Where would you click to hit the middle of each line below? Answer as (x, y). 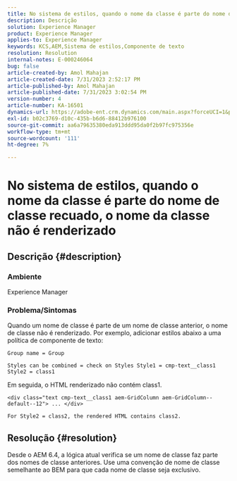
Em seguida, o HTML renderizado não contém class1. (85, 385)
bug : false (23, 66)
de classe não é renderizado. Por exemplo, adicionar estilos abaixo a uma (114, 333)
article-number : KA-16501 (45, 106)
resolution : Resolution (42, 54)
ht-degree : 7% (28, 145)
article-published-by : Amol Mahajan (61, 86)
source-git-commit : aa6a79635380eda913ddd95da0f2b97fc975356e (101, 125)
